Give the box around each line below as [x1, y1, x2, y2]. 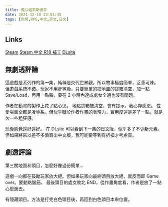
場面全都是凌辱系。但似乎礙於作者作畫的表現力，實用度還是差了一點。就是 [9, 109, 163, 115]
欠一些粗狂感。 [5, 115, 36, 121]
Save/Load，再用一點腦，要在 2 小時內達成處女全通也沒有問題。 [5, 92, 137, 98]
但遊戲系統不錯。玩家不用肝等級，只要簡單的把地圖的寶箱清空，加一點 [5, 86, 150, 92]
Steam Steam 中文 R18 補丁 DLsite [5, 49, 76, 55]
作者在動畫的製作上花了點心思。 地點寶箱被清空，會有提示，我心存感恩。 [5, 103, 155, 108]
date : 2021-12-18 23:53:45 [5, 12, 61, 17]
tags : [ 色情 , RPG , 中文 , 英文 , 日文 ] [5, 17, 69, 22]
